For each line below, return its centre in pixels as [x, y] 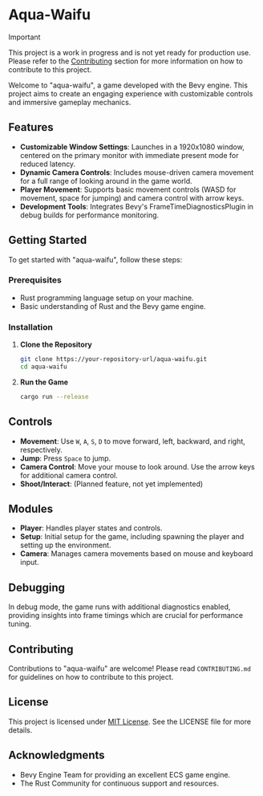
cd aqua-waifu [43, 367]
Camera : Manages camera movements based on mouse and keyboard [136, 554]
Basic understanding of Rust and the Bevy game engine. [113, 306]
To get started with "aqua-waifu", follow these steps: [95, 259]
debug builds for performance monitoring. [89, 215]
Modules [31, 508]
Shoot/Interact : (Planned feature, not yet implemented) [111, 484]
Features [31, 127]
